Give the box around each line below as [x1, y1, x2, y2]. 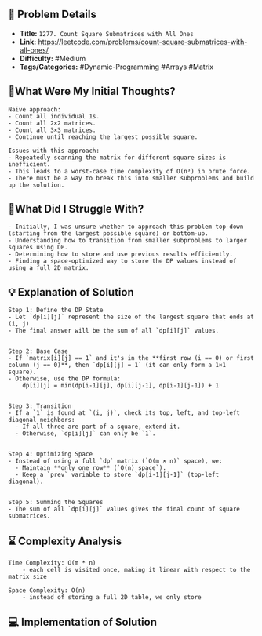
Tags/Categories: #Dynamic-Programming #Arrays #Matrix [19, 62, 214, 71]
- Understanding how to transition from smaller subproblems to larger [8, 237, 247, 245]
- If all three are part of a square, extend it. [15, 423, 180, 431]
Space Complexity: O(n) [8, 587, 86, 594]
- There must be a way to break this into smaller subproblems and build [8, 174, 255, 182]
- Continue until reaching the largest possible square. [8, 133, 198, 141]
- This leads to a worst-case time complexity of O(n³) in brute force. [8, 167, 251, 175]
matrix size [8, 573, 47, 581]
